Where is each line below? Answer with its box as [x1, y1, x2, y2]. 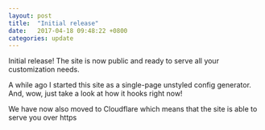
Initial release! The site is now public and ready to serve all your [8, 56, 220, 66]
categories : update [8, 34, 74, 43]
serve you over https [8, 113, 77, 123]
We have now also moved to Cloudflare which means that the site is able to [8, 104, 258, 114]
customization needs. [8, 65, 80, 75]
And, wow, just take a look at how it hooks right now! [8, 89, 183, 99]
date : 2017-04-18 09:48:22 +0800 [8, 26, 128, 35]
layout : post [8, 11, 52, 20]
